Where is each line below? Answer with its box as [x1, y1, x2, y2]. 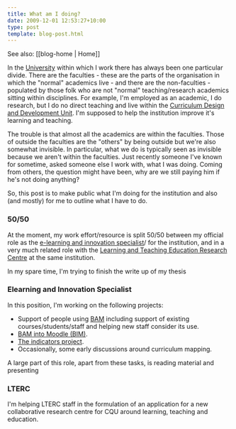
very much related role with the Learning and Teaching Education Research [7, 246, 227, 254]
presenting [7, 366, 39, 374]
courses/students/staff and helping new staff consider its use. [17, 322, 200, 330]
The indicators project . [17, 337, 84, 345]
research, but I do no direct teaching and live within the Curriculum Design [7, 101, 225, 110]
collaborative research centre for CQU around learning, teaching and [7, 408, 208, 416]
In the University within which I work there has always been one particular [7, 63, 223, 72]
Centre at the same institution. [7, 253, 96, 261]
